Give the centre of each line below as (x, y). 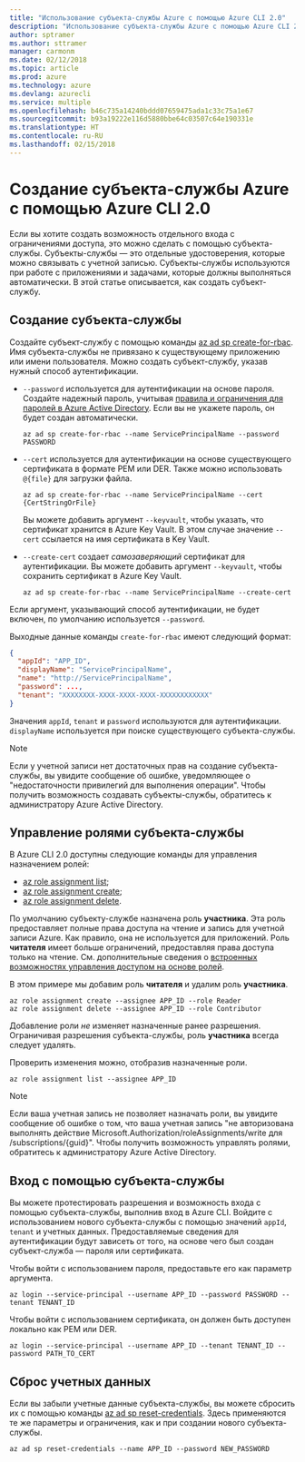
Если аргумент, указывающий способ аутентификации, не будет (135, 609)
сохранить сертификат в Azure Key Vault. (102, 575)
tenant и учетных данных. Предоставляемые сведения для (124, 1231)
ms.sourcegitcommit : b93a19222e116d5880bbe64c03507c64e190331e (132, 119)
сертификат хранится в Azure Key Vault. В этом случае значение (148, 529)
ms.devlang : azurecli (50, 93)
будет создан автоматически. (80, 417)
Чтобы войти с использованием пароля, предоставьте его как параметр (151, 1269)
